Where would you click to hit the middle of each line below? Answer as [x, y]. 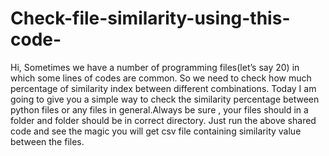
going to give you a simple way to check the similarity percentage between [165, 99]
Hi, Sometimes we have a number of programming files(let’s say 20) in [155, 67]
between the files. [47, 141]
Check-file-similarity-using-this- [150, 18]
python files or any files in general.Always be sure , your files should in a [159, 109]
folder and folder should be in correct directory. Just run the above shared [163, 120]
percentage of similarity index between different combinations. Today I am [163, 88]
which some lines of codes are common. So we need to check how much [161, 78]
